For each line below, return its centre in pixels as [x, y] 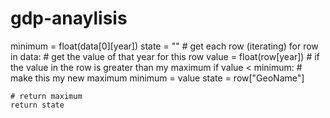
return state [37, 105]
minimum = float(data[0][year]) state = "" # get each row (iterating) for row [164, 46]
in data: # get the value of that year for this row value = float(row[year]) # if [165, 56]
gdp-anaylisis [69, 18]
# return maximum [46, 96]
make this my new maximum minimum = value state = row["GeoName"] [157, 78]
